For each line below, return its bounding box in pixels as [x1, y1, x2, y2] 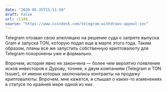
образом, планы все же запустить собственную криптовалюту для [5, 45, 149, 51]
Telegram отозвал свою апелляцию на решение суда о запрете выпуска [5, 35, 159, 41]
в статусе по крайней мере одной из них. [5, 82, 94, 88]
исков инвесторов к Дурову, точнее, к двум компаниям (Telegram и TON [5, 66, 161, 72]
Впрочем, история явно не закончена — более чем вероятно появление [5, 60, 160, 66]
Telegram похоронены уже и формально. [5, 51, 92, 57]
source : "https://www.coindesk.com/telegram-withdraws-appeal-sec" [5, 21, 149, 26]
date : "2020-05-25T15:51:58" [5, 7, 66, 12]
